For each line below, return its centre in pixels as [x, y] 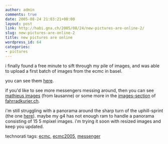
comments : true [21, 14]
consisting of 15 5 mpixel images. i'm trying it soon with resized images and [83, 121]
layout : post [19, 24]
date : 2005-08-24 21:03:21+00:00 [40, 19]
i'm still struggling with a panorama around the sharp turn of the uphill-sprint [84, 111]
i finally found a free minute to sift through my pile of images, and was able [82, 66]
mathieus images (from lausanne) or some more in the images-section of [80, 96]
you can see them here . [30, 81]
